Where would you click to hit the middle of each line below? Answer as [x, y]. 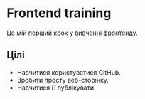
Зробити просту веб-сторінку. [63, 80]
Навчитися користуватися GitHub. [69, 72]
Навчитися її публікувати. [57, 88]
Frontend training [59, 13]
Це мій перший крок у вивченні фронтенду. [72, 33]
